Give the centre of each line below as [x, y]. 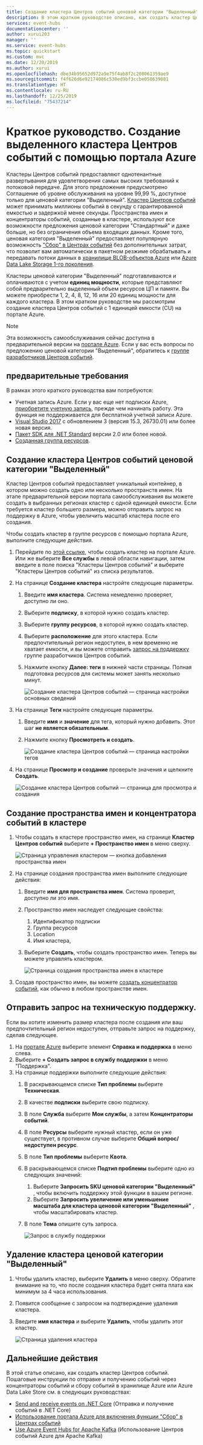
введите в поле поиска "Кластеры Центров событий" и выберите [99, 565]
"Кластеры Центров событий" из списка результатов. [84, 571]
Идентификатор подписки [66, 921]
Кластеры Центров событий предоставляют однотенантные [84, 174]
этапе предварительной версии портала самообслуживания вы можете [100, 497]
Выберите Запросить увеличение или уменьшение [101, 1199]
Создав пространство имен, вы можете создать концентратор [96, 982]
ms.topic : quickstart [34, 51]
